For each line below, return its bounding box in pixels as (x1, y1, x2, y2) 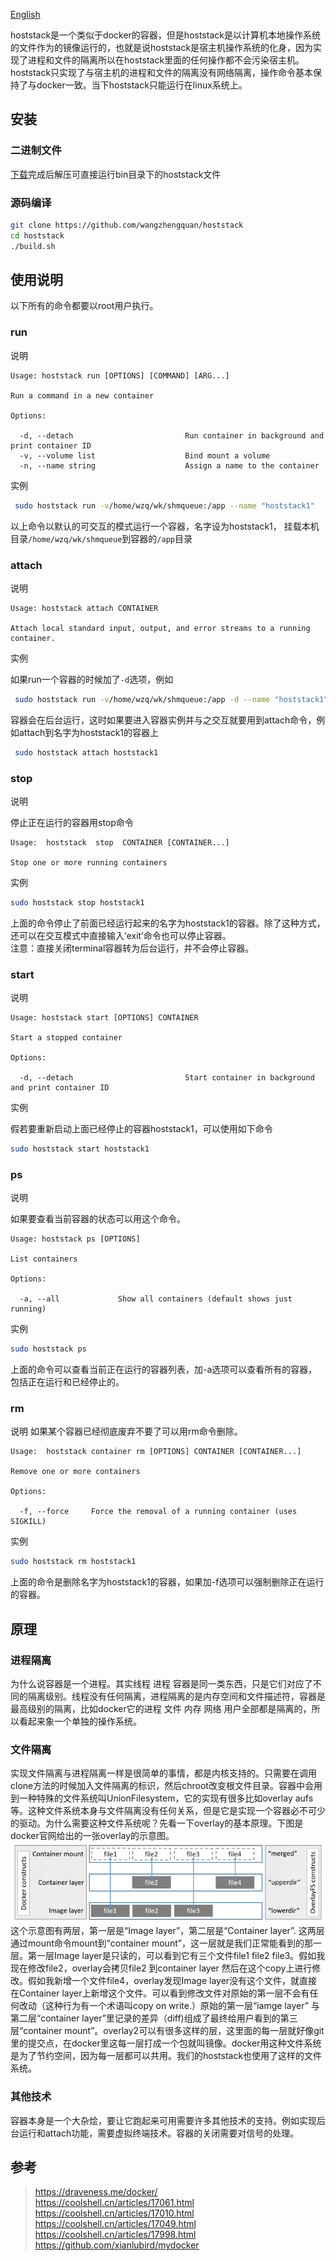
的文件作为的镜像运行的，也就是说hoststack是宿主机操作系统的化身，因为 (10, 42, 314, 53)
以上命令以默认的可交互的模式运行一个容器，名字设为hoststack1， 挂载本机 (10, 520, 320, 532)
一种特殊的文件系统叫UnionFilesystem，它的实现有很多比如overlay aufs (18, 1792, 314, 1804)
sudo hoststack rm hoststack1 (10, 1557, 137, 1567)
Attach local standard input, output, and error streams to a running (10, 623, 311, 633)
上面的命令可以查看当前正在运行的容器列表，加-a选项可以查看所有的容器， (10, 1364, 318, 1376)
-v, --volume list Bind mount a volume (19, 450, 271, 461)
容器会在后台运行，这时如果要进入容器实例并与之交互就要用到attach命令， (10, 714, 317, 726)
